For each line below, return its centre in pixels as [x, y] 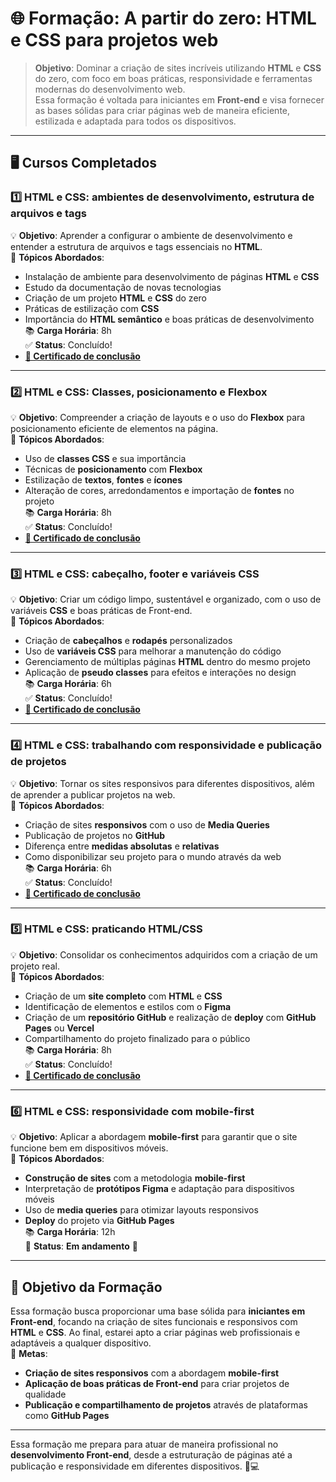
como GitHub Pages [67, 1415]
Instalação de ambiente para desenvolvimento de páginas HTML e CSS [172, 276]
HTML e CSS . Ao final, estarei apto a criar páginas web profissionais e [155, 1332]
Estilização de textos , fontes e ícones [103, 479]
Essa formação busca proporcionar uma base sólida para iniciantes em [158, 1311]
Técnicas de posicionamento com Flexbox [113, 469]
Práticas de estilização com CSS [92, 308]
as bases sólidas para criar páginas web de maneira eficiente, [162, 110]
